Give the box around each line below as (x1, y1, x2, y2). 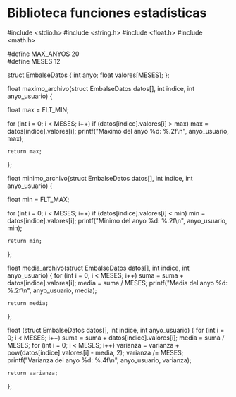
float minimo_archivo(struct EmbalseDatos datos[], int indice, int (7, 174, 193, 182)
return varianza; (7, 369, 58, 377)
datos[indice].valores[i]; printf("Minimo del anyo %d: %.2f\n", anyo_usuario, (7, 216, 228, 225)
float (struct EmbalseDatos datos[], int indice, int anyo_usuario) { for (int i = (7, 326, 225, 334)
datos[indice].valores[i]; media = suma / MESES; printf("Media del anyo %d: (7, 278, 228, 287)
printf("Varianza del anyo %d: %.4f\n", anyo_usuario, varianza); (7, 355, 192, 365)
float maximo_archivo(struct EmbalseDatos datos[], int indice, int (7, 84, 195, 93)
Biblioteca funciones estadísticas (7, 5, 207, 21)
